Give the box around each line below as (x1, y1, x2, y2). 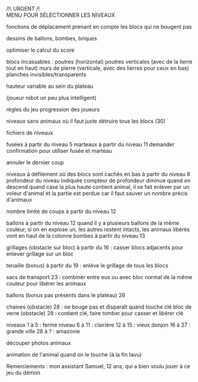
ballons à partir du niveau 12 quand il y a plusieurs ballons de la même (6, 220, 179, 226)
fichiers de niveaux (6, 129, 54, 136)
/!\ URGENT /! (6, 5, 40, 12)
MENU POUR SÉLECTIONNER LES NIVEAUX (6, 11, 115, 19)
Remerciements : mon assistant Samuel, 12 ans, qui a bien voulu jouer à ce (6, 363, 191, 369)
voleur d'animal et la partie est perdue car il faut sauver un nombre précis (6, 189, 188, 197)
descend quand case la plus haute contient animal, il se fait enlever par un (6, 183, 190, 190)
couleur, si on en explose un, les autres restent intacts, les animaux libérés (6, 226, 190, 233)
